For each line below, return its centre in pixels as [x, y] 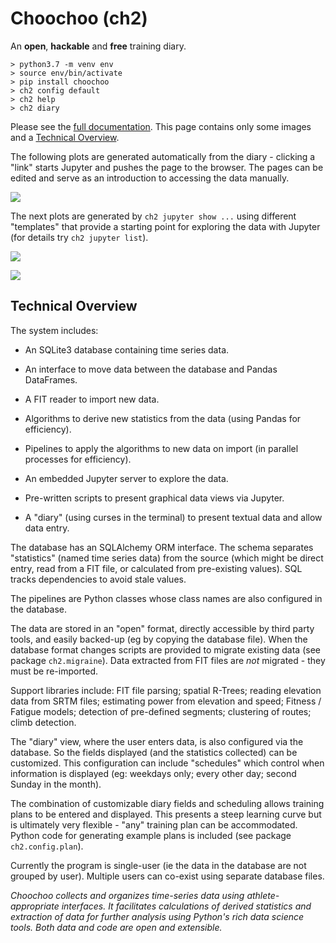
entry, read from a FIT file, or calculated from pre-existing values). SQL [156, 568]
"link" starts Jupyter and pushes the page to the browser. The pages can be [167, 167]
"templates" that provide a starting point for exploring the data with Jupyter [165, 226]
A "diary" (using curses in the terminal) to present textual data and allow [173, 517]
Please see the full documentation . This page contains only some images [161, 126]
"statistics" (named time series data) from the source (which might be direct [167, 558]
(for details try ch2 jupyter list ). [79, 237]
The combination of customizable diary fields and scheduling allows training [167, 803]
